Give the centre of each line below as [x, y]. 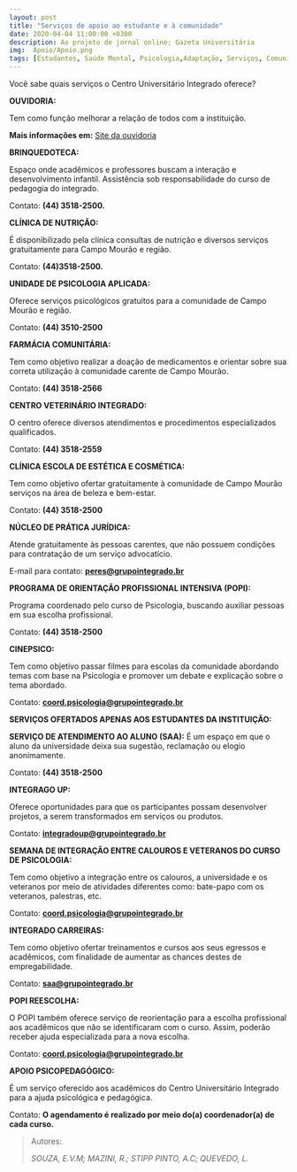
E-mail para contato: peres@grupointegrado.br [96, 571]
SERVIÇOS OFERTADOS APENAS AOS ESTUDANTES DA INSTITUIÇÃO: [141, 719]
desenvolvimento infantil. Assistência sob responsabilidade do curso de [140, 179]
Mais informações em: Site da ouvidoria [83, 135]
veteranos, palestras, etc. [55, 896]
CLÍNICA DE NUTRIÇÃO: [54, 223]
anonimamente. [38, 755]
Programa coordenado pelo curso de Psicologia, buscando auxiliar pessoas [147, 605]
